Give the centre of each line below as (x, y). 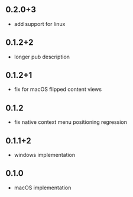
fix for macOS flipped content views (58, 89)
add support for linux (40, 24)
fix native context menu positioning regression (71, 122)
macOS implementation (43, 188)
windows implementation (45, 155)
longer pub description (42, 57)
